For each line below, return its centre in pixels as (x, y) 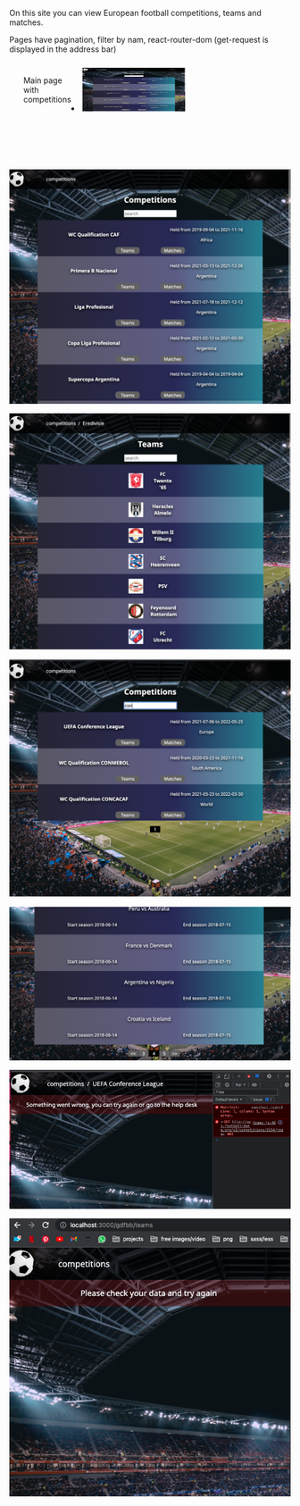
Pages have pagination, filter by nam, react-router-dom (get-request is (139, 40)
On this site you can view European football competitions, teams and (135, 13)
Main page (43, 80)
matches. (26, 22)
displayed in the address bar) (63, 49)
